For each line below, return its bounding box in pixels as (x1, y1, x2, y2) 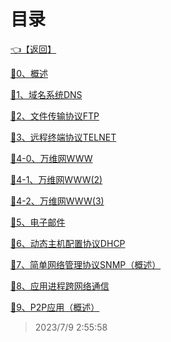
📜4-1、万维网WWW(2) (10, 173, 103, 185)
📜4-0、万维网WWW (10, 152, 93, 164)
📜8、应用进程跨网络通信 (10, 280, 110, 292)
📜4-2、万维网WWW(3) (10, 195, 105, 207)
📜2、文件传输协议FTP (10, 110, 100, 122)
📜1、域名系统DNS (10, 88, 83, 100)
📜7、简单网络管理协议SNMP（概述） (10, 258, 162, 270)
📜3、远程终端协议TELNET (10, 131, 117, 143)
